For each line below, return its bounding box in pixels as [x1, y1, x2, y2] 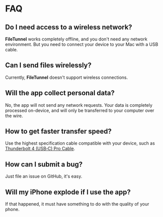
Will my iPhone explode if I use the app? [5, 188, 131, 196]
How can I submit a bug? [5, 160, 83, 169]
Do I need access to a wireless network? [5, 23, 133, 31]
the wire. [5, 113, 23, 119]
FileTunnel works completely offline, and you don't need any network [5, 36, 148, 42]
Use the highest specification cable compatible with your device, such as [5, 140, 155, 146]
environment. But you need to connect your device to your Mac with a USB [5, 41, 159, 47]
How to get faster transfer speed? [5, 127, 112, 136]
